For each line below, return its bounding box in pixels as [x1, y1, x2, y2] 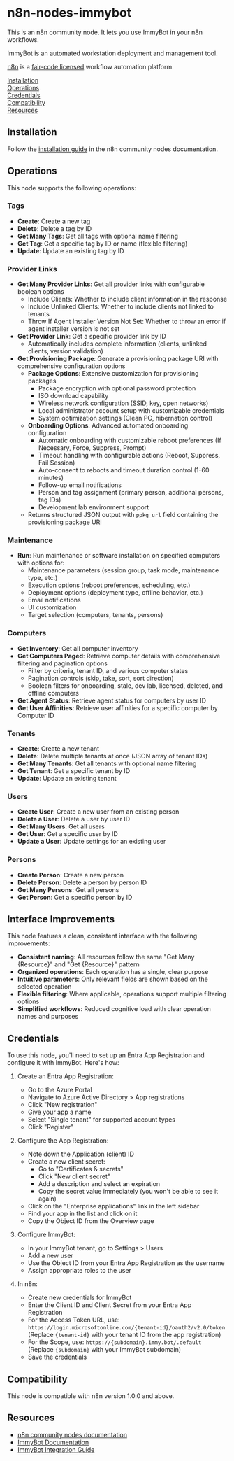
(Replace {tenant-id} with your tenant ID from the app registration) [27, 1331, 221, 1339]
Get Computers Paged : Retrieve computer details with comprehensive [17, 651, 221, 660]
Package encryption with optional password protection [38, 384, 196, 393]
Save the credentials [27, 1353, 87, 1362]
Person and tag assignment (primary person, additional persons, [38, 488, 224, 497]
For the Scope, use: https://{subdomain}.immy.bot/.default [27, 1338, 202, 1346]
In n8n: [17, 1280, 38, 1288]
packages [27, 376, 57, 386]
